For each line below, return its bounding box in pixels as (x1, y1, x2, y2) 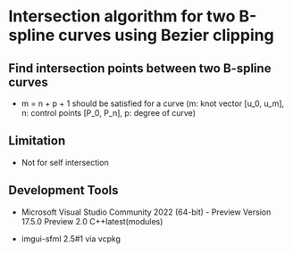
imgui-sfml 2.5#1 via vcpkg (21, 233, 121, 244)
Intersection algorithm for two (8, 6, 236, 27)
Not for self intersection (21, 157, 109, 167)
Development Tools (8, 183, 119, 198)
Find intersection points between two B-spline (8, 61, 272, 76)
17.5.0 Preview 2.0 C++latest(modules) (21, 216, 163, 226)
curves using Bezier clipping (58, 25, 274, 45)
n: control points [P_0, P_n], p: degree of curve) (21, 108, 196, 118)
